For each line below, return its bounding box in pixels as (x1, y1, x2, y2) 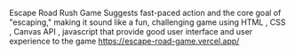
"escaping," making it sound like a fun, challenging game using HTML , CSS (9, 17, 286, 27)
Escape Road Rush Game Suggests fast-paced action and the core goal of (9, 8, 282, 18)
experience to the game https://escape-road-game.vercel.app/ (9, 35, 240, 46)
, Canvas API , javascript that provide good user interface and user (9, 27, 253, 36)
